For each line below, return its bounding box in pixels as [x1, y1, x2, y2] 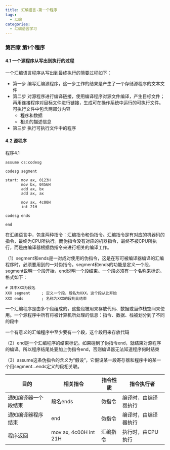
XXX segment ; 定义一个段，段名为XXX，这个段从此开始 [5, 291, 117, 296]
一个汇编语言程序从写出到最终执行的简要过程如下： [5, 70, 112, 76]
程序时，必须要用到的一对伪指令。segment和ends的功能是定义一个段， [5, 262, 153, 268]
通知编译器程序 [8, 411, 44, 419]
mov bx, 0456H [21, 182, 51, 187]
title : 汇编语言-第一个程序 [5, 7, 58, 13]
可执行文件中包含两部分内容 [12, 106, 71, 112]
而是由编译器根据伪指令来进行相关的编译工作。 [14, 244, 112, 250]
